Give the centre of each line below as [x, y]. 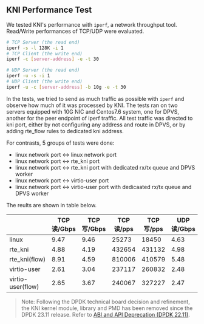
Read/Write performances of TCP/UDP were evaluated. [75, 31]
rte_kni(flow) [28, 259]
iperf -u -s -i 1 [28, 76]
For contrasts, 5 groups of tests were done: [60, 143]
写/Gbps [94, 229]
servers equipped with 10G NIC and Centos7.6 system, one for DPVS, [93, 111]
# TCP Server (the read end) [43, 42]
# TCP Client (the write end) [45, 53]
